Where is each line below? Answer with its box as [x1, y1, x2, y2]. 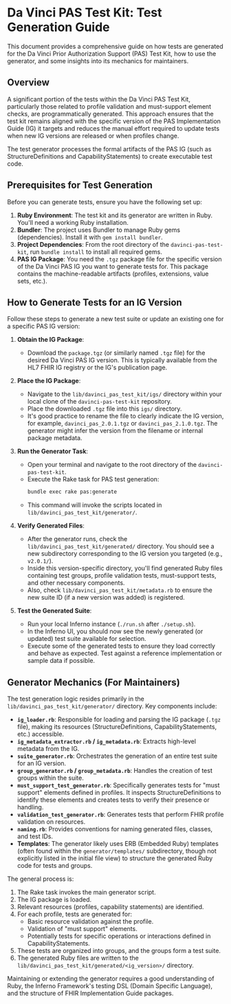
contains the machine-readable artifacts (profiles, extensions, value [16, 270, 209, 278]
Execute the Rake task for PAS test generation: [27, 475, 159, 483]
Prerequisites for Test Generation [7, 179, 153, 191]
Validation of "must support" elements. [27, 925, 137, 933]
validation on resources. [16, 818, 86, 826]
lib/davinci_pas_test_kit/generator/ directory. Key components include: [7, 702, 217, 710]
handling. [16, 803, 44, 811]
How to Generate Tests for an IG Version [7, 296, 182, 308]
